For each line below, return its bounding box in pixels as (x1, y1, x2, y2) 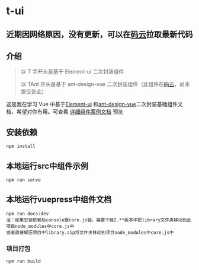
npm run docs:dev (6, 211, 49, 217)
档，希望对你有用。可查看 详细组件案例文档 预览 (6, 108, 123, 115)
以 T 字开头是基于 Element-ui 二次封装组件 (20, 68, 124, 75)
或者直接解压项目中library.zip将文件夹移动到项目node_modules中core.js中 (6, 230, 174, 236)
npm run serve (6, 177, 41, 183)
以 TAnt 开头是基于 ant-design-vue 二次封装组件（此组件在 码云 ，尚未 (20, 81, 190, 88)
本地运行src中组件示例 (6, 161, 89, 171)
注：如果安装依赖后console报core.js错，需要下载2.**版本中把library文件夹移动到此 (6, 217, 192, 223)
